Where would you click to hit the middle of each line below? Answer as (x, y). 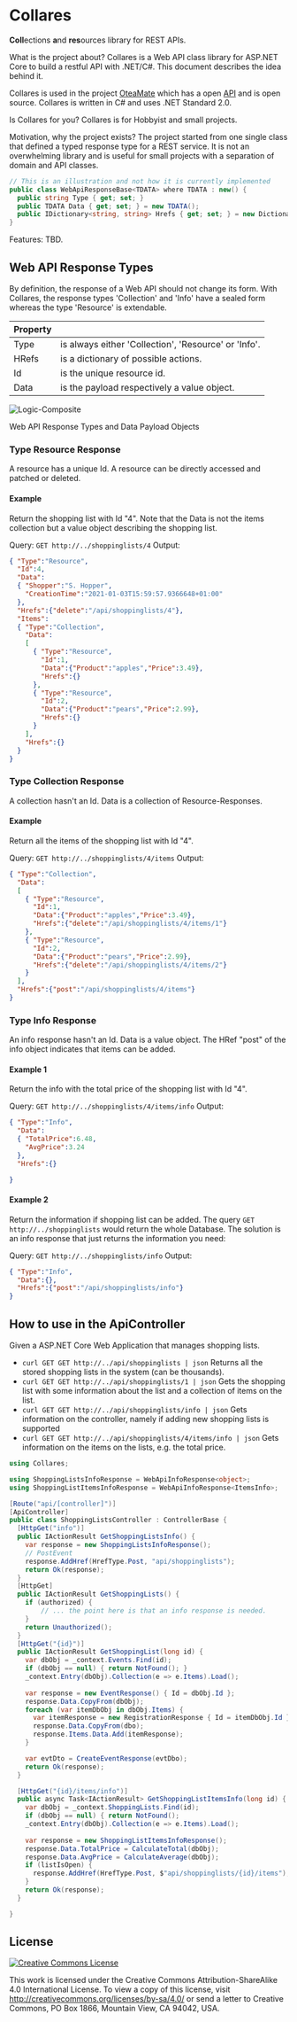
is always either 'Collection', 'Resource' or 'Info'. (160, 344)
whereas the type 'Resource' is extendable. (88, 307)
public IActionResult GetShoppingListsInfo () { (107, 1537)
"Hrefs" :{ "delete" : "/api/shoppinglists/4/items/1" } (129, 924)
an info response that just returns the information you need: (118, 1238)
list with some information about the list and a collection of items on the (152, 1391)
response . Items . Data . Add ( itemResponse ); (108, 1734)
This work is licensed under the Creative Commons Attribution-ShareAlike (144, 1980)
